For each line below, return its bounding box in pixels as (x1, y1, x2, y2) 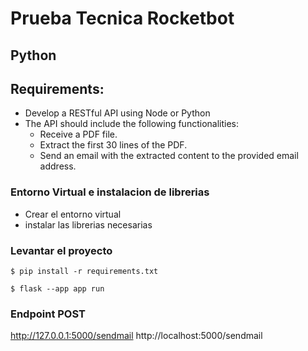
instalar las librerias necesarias (24, 218, 153, 231)
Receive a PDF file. (39, 128, 118, 141)
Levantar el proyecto (10, 243, 113, 257)
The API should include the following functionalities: (24, 118, 240, 130)
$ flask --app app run (10, 283, 105, 294)
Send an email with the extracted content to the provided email (39, 150, 299, 162)
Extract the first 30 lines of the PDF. (39, 139, 188, 151)
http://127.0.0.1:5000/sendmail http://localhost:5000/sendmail (10, 330, 263, 342)
